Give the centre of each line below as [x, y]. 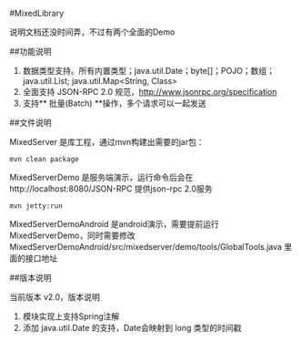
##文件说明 [30, 123]
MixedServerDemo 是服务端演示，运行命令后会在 [101, 177]
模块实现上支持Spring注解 [71, 316]
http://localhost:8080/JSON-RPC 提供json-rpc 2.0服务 [111, 189]
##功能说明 [30, 51]
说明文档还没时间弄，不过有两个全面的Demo [92, 32]
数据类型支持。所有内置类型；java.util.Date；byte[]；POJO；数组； [149, 71]
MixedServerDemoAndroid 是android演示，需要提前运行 [115, 224]
